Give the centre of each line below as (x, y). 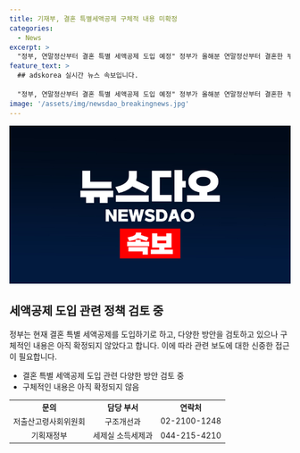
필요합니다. (38, 357)
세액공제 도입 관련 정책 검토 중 (87, 311)
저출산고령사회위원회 (49, 421)
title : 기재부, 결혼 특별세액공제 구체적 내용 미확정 (93, 19)
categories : (31, 28)
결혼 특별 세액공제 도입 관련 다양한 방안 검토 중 (103, 375)
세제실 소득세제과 (123, 436)
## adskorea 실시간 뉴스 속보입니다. (78, 76)
